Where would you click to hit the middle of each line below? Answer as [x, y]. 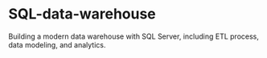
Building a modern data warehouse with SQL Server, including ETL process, [134, 36]
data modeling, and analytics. [57, 44]
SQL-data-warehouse [82, 14]
